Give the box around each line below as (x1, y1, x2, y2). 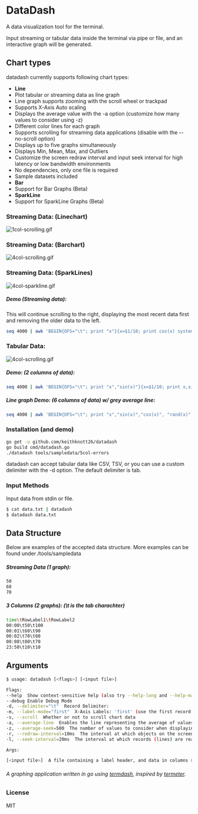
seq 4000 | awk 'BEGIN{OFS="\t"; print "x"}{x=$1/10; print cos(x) (6, 328, 176, 334)
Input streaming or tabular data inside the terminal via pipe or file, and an (6, 34, 183, 41)
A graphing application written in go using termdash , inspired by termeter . (6, 770, 186, 777)
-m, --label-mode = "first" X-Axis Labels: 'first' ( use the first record (6, 709, 192, 715)
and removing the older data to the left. (6, 317, 101, 324)
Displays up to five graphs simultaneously (14, 141, 117, 148)
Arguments (6, 661, 49, 671)
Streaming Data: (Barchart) (6, 240, 85, 248)
